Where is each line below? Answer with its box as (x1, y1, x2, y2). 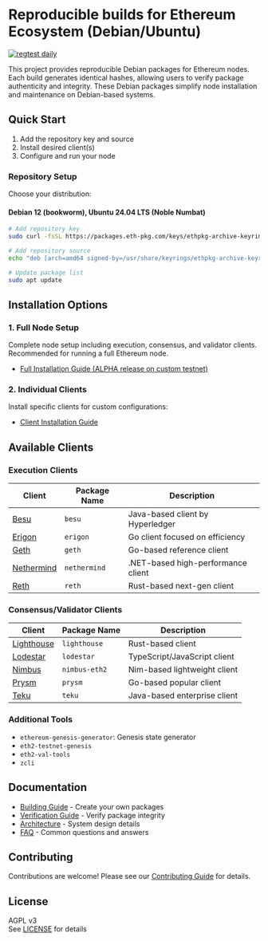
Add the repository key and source (19, 134, 134, 144)
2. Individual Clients (8, 384, 88, 396)
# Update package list (8, 269, 84, 277)
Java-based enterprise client (128, 690, 238, 701)
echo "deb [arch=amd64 (8, 254, 84, 262)
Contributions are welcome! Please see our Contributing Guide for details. (8, 872, 251, 881)
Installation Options (8, 297, 108, 312)
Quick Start (8, 113, 66, 127)
